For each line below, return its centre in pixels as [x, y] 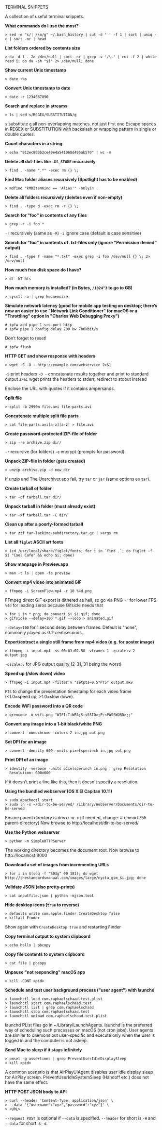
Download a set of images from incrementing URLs [57, 865]
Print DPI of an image [27, 760]
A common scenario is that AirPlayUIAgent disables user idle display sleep [79, 1072]
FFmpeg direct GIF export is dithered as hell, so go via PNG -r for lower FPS [81, 600]
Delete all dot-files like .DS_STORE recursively [50, 161]
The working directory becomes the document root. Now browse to [72, 850]
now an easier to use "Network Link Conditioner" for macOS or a [71, 311]
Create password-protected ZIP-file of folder [51, 434]
